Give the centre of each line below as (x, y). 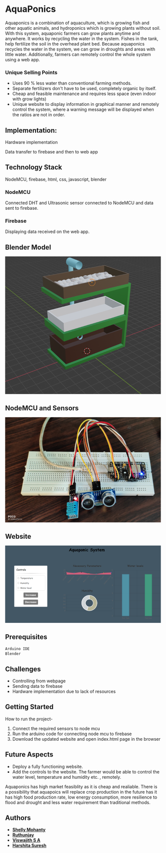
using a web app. (23, 59)
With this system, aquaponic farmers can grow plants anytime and (72, 33)
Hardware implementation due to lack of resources (64, 691)
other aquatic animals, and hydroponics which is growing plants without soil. (83, 28)
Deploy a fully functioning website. (47, 766)
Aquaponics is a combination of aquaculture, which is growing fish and (77, 23)
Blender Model (28, 247)
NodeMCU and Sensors (42, 408)
